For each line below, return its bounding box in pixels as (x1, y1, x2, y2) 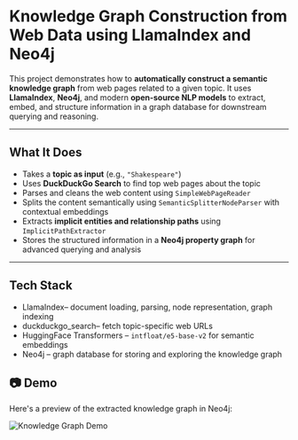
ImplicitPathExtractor (21, 226, 106, 236)
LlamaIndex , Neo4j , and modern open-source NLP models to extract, (9, 91, 266, 103)
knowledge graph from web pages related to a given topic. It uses (9, 82, 252, 93)
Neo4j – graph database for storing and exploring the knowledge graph (21, 349, 282, 359)
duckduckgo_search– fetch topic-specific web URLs (21, 320, 213, 331)
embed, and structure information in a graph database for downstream (9, 101, 268, 112)
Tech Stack (9, 278, 73, 294)
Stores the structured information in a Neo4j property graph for (21, 234, 255, 245)
